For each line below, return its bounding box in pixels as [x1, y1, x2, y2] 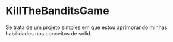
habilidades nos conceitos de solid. [5, 30, 92, 37]
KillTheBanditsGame [5, 4, 109, 18]
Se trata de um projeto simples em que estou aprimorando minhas [5, 24, 168, 31]
